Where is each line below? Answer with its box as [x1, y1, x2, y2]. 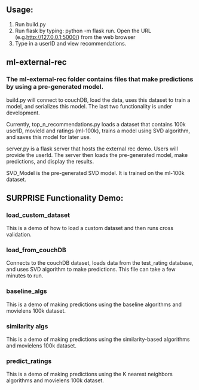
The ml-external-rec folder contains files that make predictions [6, 75, 194, 83]
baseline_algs [6, 287, 47, 295]
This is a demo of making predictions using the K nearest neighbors [6, 371, 173, 378]
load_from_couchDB [6, 246, 67, 254]
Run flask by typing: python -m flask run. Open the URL [14, 27, 152, 34]
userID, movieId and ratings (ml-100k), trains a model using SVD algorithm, [6, 127, 190, 134]
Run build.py [14, 20, 46, 28]
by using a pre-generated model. [6, 83, 103, 91]
